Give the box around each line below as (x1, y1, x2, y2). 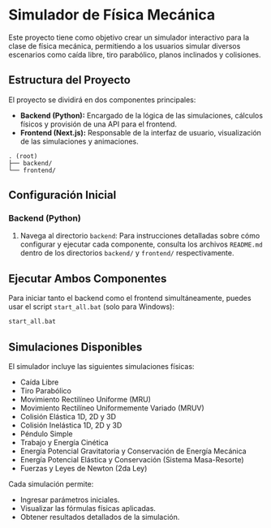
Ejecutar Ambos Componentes (8, 272, 167, 285)
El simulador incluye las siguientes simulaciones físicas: (8, 361, 195, 371)
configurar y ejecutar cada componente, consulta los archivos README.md (19, 239, 263, 249)
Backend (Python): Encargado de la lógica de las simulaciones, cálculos (19, 110, 264, 120)
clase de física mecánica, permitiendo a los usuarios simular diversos (8, 41, 241, 50)
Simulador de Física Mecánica (8, 6, 216, 24)
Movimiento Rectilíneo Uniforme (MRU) (19, 394, 152, 404)
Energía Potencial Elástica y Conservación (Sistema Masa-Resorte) (19, 454, 245, 464)
